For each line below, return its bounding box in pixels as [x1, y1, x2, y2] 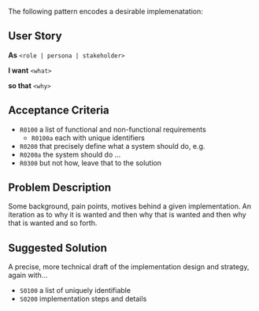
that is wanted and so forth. [8, 218, 98, 228]
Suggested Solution [8, 241, 108, 254]
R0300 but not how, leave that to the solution [19, 157, 161, 168]
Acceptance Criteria [8, 104, 109, 117]
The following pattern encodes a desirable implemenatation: [8, 7, 203, 16]
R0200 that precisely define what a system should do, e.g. [19, 141, 205, 150]
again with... [8, 271, 48, 280]
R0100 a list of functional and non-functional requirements [19, 124, 206, 134]
